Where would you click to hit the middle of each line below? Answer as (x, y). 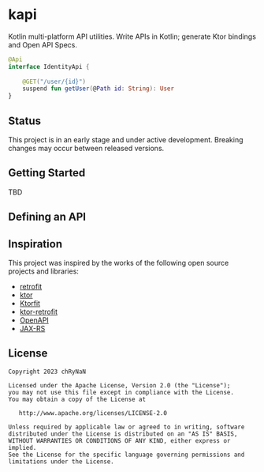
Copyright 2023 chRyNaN (47, 372)
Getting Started (47, 173)
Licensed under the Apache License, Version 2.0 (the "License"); (119, 385)
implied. (22, 447)
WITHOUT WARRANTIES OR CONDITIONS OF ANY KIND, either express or (119, 440)
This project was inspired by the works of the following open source (119, 263)
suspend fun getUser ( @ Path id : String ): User (99, 89)
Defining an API (47, 217)
